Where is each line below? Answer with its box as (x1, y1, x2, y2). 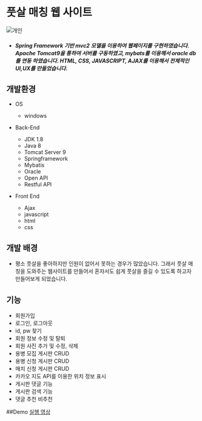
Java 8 (24, 142, 41, 149)
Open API (24, 174, 49, 182)
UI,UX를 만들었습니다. (15, 64, 68, 72)
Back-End (15, 124, 40, 131)
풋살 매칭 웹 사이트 (6, 5, 92, 19)
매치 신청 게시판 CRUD (15, 365, 70, 372)
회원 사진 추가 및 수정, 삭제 (15, 342, 79, 349)
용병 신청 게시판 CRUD (15, 357, 70, 365)
